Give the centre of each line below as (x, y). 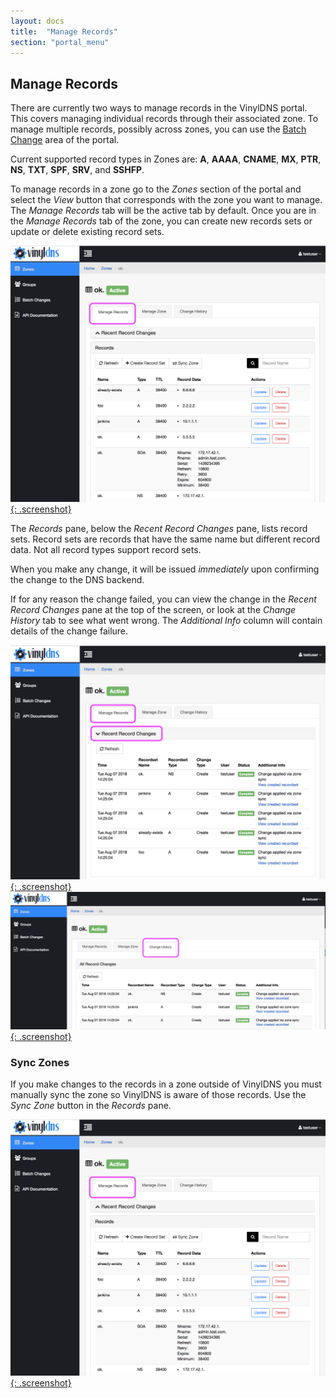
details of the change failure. (69, 631)
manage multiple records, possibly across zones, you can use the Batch (158, 129)
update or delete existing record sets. (87, 232)
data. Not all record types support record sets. (106, 550)
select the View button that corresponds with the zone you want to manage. (166, 200)
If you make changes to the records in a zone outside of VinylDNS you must (166, 1084)
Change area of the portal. (65, 140)
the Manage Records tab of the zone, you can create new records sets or (161, 221)
